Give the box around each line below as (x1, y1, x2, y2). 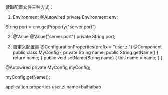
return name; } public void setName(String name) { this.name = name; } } (12, 55, 163, 61)
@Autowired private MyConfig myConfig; (5, 64, 90, 70)
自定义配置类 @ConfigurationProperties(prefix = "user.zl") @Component (12, 44, 162, 50)
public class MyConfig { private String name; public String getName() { (12, 49, 159, 55)
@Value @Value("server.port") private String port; (12, 34, 116, 39)
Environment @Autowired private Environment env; (12, 14, 118, 20)
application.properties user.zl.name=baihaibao (5, 84, 101, 90)
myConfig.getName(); (5, 74, 50, 80)
